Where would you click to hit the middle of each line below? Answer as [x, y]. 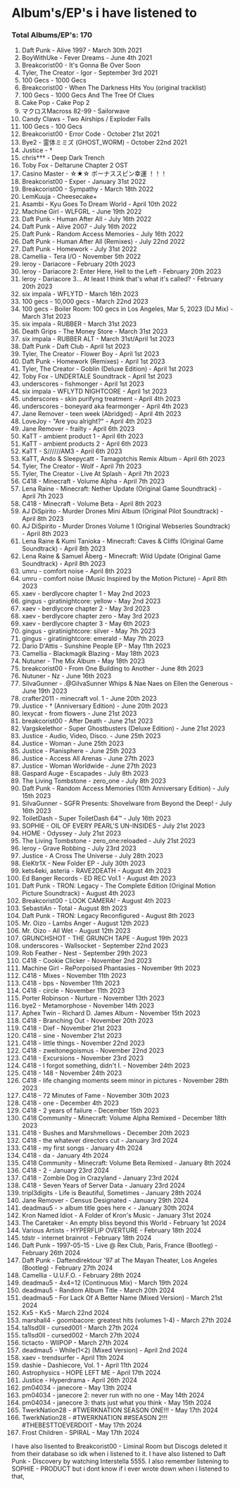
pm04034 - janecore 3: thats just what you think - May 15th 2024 [116, 1403]
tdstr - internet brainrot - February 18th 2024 [87, 1238]
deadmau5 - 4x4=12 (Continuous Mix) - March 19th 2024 [105, 1283]
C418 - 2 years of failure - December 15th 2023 [90, 1110]
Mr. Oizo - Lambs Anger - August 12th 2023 [85, 923]
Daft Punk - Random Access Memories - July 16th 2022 [102, 234]
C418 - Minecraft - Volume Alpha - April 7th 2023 [93, 482]
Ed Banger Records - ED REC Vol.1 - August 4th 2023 [99, 879]
